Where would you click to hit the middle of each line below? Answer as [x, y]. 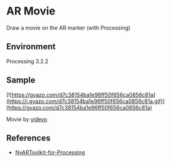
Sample [21, 80]
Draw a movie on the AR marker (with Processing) [69, 28]
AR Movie [31, 11]
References [28, 138]
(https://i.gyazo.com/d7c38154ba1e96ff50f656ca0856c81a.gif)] [85, 101]
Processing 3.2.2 [27, 61]
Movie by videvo [27, 119]
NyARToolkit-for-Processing [50, 152]
